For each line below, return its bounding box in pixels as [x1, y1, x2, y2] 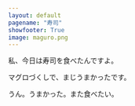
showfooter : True [8, 26, 65, 34]
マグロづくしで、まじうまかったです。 [8, 72, 131, 82]
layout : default [8, 11, 61, 20]
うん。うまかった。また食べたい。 [8, 90, 119, 99]
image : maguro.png [8, 33, 68, 42]
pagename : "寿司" [8, 19, 63, 27]
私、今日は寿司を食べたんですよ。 [8, 56, 119, 65]
